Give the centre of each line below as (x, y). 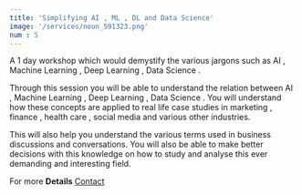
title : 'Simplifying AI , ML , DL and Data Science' (112, 18)
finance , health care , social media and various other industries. (130, 117)
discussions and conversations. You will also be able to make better (136, 144)
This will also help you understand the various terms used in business (141, 135)
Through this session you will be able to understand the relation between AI (151, 88)
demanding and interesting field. (70, 164)
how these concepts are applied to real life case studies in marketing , (141, 108)
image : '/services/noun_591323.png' (79, 26)
